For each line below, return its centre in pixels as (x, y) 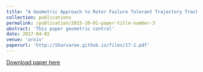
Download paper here (33, 62)
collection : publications (39, 17)
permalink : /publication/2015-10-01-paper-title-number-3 (81, 23)
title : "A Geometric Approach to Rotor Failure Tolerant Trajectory (94, 12)
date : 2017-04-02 (28, 34)
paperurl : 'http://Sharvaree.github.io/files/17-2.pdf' (78, 46)
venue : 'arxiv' (25, 40)
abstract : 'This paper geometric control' (60, 28)
